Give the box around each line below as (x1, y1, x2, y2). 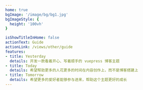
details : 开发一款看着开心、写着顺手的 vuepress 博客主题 (10, 58, 120, 63)
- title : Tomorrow (5, 72, 44, 78)
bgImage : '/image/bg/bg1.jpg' (5, 12, 69, 17)
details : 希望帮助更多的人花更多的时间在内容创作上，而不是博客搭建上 (10, 68, 138, 73)
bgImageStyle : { (5, 17, 39, 22)
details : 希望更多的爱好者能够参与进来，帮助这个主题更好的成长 (10, 77, 127, 82)
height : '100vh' (10, 21, 44, 27)
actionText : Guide (5, 40, 44, 45)
